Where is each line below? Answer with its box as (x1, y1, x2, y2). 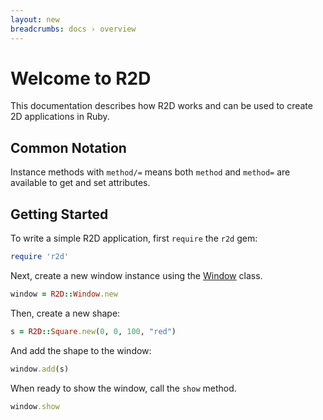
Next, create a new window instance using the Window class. (10, 269, 263, 281)
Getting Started (10, 206, 109, 223)
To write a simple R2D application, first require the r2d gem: (10, 232, 258, 245)
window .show (10, 401, 60, 411)
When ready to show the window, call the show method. (10, 382, 237, 394)
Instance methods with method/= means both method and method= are (10, 166, 291, 178)
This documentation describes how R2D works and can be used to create (10, 100, 313, 112)
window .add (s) (10, 364, 70, 374)
